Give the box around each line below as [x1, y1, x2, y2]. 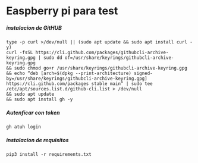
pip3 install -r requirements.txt [6, 152, 92, 158]
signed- [133, 70, 153, 77]
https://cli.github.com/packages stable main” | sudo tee [6, 81, 153, 87]
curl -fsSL [6, 49, 33, 56]
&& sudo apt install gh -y [6, 96, 73, 102]
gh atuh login [6, 124, 42, 130]
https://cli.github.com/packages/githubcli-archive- [35, 49, 169, 56]
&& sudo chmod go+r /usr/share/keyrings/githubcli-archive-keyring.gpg [6, 65, 187, 71]
